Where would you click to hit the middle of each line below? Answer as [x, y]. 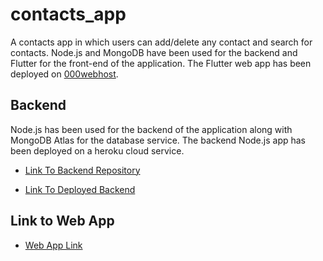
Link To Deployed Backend [80, 189]
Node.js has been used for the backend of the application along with [151, 129]
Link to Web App [62, 221]
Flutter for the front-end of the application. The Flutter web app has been [161, 63]
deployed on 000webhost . [64, 74]
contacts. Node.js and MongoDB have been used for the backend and [154, 52]
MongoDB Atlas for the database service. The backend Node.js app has [158, 140]
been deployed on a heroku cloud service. [97, 150]
